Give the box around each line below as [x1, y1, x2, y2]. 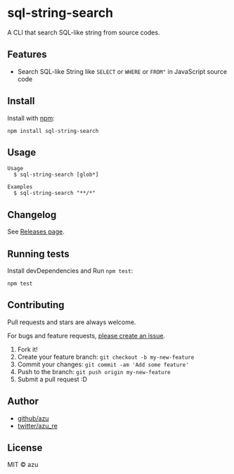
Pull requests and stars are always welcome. [7, 318, 136, 326]
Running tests [7, 248, 70, 260]
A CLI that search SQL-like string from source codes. [7, 28, 160, 37]
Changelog [7, 209, 57, 221]
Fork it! [17, 345, 39, 353]
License [7, 442, 43, 454]
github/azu [17, 414, 49, 423]
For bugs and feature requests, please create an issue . [7, 331, 166, 340]
